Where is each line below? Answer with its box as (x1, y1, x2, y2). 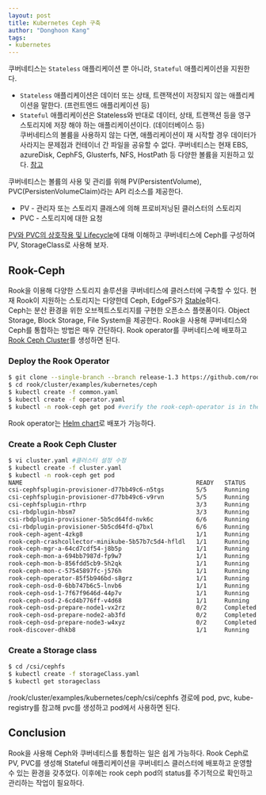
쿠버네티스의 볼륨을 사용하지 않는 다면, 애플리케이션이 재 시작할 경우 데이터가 (19, 130, 257, 140)
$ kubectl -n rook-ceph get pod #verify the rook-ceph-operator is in (8, 403, 246, 411)
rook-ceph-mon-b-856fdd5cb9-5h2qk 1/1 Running (8, 560, 249, 568)
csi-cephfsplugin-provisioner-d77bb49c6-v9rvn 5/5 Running (8, 493, 249, 502)
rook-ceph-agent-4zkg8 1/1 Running (8, 530, 249, 538)
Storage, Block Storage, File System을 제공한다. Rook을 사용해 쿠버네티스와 (8, 315, 248, 325)
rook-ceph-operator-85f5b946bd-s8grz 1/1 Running (8, 574, 249, 583)
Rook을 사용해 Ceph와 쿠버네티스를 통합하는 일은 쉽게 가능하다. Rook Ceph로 (8, 748, 249, 758)
